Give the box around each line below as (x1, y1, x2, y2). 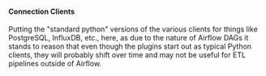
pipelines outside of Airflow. (8, 59, 102, 69)
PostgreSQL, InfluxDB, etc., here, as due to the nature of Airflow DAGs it (8, 33, 249, 43)
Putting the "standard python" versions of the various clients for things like (8, 24, 258, 34)
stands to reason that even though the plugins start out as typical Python (8, 41, 252, 52)
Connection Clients (8, 6, 75, 16)
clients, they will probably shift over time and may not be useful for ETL (8, 50, 246, 60)
